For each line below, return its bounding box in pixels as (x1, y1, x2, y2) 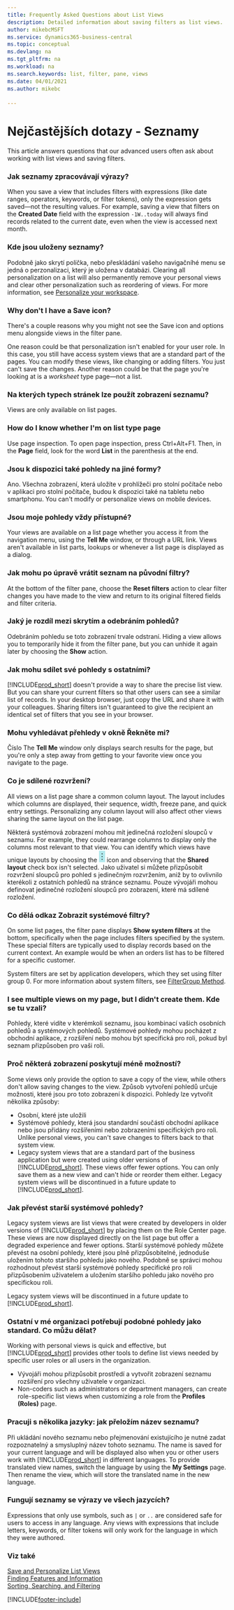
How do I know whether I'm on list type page (7, 423, 161, 433)
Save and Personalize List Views (7, 1567, 101, 1576)
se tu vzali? (7, 1003, 47, 1012)
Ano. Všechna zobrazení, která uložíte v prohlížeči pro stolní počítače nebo (7, 480, 223, 488)
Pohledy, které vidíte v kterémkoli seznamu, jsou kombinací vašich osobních (7, 1019, 226, 1028)
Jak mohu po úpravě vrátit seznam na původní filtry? (7, 568, 190, 578)
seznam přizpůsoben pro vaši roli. (7, 1041, 105, 1050)
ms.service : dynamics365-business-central (7, 34, 133, 41)
